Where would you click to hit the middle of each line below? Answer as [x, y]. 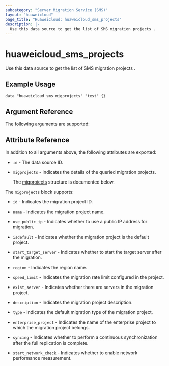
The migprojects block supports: [39, 192]
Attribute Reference [37, 140]
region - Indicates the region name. [50, 267]
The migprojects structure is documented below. [63, 182]
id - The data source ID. [38, 162]
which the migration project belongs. [51, 327]
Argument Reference [39, 112]
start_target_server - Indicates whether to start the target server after [87, 252]
